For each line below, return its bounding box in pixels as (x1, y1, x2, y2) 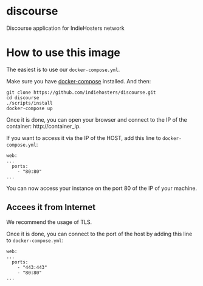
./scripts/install (6, 100, 53, 106)
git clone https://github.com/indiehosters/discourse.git (6, 89, 156, 96)
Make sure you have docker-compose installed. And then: (6, 77, 151, 85)
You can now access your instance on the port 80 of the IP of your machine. (6, 184, 198, 192)
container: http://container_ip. (6, 122, 81, 130)
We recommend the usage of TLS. (6, 218, 92, 226)
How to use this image (6, 46, 120, 60)
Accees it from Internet (6, 202, 96, 212)
